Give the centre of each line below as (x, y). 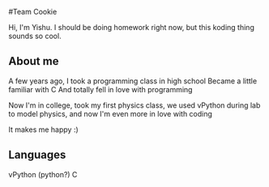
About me (34, 61)
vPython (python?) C (43, 174)
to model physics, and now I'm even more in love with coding (111, 113)
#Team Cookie (33, 12)
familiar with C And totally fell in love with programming (100, 89)
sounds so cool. (35, 36)
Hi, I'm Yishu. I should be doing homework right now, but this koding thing (132, 27)
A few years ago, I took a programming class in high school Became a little (133, 81)
